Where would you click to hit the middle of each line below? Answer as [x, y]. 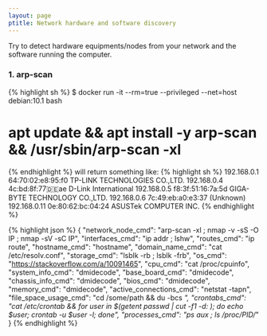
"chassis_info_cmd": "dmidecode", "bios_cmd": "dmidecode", [109, 280]
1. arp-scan [31, 75]
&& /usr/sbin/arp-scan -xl [95, 149]
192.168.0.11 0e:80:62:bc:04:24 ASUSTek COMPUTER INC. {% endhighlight [132, 206]
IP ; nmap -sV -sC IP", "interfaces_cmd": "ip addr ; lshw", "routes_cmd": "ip [132, 238]
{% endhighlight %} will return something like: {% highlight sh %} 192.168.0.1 [133, 171]
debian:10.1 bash [35, 100]
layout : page [30, 16]
